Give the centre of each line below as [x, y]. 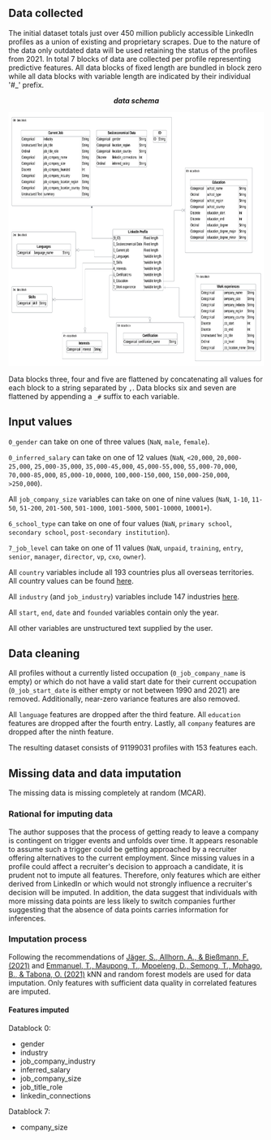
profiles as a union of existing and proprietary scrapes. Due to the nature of [135, 41]
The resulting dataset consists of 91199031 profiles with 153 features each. [133, 748]
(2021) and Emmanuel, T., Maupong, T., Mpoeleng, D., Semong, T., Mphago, [135, 965]
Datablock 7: [29, 1112]
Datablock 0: [30, 1029]
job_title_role [41, 1087]
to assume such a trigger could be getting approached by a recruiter [123, 849]
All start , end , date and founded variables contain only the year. [114, 612]
